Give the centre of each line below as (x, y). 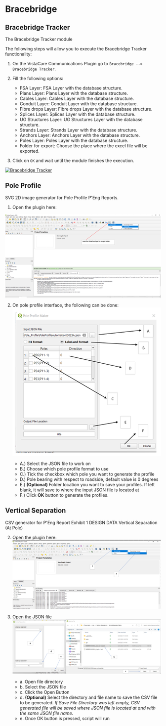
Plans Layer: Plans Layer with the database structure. (74, 93)
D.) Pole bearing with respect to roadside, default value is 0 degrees (89, 479)
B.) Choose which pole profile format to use (64, 469)
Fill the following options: (38, 78)
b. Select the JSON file (43, 687)
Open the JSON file (32, 617)
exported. (29, 151)
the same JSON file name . (46, 713)
